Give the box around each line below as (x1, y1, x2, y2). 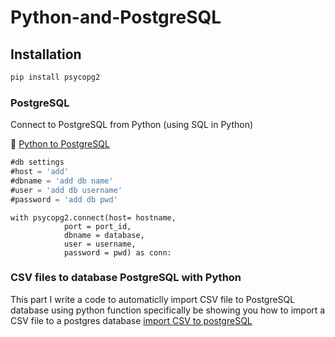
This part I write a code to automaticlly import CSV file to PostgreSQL (10, 293, 296, 305)
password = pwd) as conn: (63, 247, 172, 258)
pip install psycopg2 (10, 72, 101, 82)
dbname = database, (63, 230, 145, 240)
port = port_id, (63, 221, 132, 231)
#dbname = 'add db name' (10, 176, 114, 186)
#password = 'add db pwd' (10, 194, 118, 205)
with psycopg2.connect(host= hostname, (10, 212, 177, 223)
